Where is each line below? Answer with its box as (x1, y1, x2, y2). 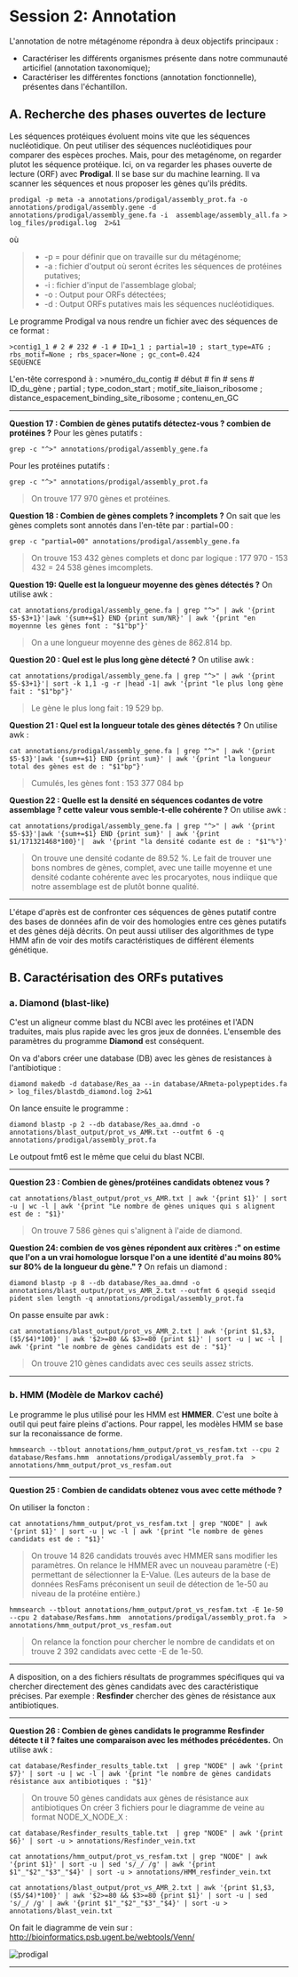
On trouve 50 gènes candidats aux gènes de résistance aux (30, 1792, 249, 1803)
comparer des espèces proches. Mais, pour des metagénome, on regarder (9, 149, 282, 160)
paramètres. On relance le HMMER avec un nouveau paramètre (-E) (30, 1559, 279, 1571)
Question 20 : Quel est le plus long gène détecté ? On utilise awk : (9, 654, 255, 664)
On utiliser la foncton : (9, 1501, 90, 1513)
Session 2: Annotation (9, 6, 176, 27)
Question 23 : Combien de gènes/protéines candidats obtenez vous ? (9, 1177, 271, 1188)
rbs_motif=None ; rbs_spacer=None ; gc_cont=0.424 (9, 350, 200, 359)
